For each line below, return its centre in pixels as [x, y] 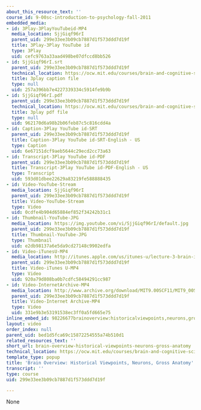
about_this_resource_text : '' [44, 12]
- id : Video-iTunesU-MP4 [37, 251]
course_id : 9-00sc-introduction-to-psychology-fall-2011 [79, 17]
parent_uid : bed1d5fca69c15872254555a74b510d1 [65, 335]
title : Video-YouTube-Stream [48, 201]
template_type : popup [33, 357]
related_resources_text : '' [41, 340]
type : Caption [29, 145]
